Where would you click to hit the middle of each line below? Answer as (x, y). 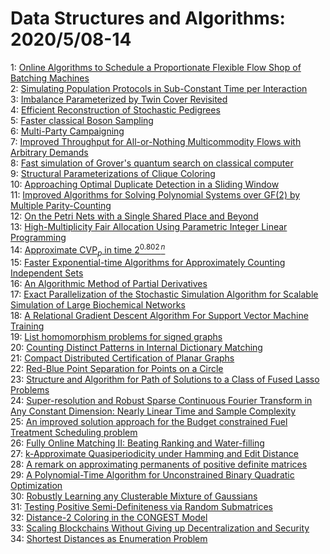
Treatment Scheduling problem (74, 433)
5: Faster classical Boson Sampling (82, 120)
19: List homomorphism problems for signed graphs (116, 337)
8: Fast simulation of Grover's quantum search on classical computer (152, 163)
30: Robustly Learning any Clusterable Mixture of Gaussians (134, 496)
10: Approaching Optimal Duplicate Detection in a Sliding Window (145, 184)
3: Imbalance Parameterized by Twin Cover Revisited (119, 99)
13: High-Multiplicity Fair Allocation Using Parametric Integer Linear (149, 226)
